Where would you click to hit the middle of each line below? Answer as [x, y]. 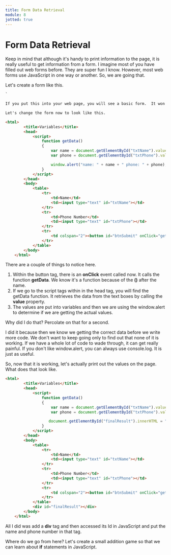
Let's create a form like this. [34, 85]
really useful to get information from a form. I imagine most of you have [80, 64]
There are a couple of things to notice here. [51, 265]
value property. [29, 302]
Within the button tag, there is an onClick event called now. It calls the [86, 274]
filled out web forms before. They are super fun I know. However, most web [84, 70]
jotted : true [19, 19]
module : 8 [16, 15]
